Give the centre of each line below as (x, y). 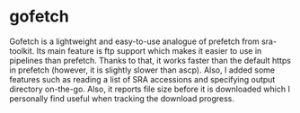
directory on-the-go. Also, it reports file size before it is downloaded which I (150, 89)
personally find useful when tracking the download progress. (122, 98)
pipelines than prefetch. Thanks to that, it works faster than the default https (150, 60)
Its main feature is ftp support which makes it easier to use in (149, 50)
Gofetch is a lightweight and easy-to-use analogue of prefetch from (135, 41)
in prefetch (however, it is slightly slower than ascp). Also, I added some (142, 70)
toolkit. (22, 50)
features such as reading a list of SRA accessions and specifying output (142, 79)
